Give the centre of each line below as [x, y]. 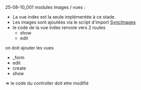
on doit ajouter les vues [29, 48]
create [19, 68]
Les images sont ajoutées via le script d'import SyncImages [74, 22]
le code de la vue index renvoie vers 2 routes [59, 27]
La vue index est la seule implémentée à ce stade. [64, 17]
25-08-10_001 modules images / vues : [45, 7]
